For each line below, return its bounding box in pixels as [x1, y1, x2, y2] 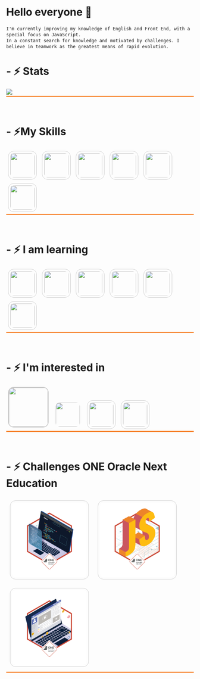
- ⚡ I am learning [6, 243, 89, 256]
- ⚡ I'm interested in [6, 360, 105, 374]
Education [6, 476, 58, 490]
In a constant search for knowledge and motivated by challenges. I [6, 38, 180, 43]
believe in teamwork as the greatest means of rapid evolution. [6, 43, 169, 49]
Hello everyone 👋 [6, 5, 92, 19]
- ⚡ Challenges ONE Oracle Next [6, 460, 168, 473]
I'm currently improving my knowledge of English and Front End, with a [6, 26, 190, 32]
